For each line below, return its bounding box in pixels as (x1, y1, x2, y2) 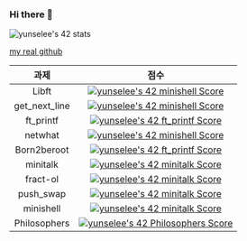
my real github (9, 46, 63, 57)
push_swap (17, 188, 67, 200)
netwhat (24, 129, 60, 142)
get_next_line (14, 99, 70, 112)
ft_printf (25, 115, 59, 127)
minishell (23, 202, 61, 215)
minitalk (25, 158, 59, 171)
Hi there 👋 (9, 8, 54, 21)
